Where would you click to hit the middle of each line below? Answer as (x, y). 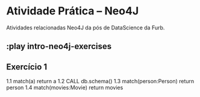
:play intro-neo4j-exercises (59, 46)
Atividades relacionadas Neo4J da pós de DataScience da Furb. (86, 28)
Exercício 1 (27, 67)
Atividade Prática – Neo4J (73, 11)
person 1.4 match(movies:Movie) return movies (65, 87)
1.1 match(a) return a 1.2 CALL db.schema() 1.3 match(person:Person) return (100, 81)
